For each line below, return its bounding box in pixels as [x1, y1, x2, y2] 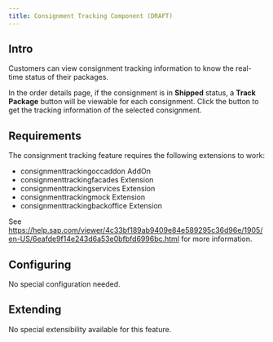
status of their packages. [24, 72, 108, 82]
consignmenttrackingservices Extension [20, 184, 156, 194]
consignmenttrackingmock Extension [20, 192, 145, 202]
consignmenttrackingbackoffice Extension [20, 201, 163, 211]
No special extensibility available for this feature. [8, 324, 172, 334]
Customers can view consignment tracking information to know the [8, 64, 234, 73]
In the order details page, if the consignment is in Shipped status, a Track [8, 88, 257, 98]
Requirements [8, 129, 81, 142]
